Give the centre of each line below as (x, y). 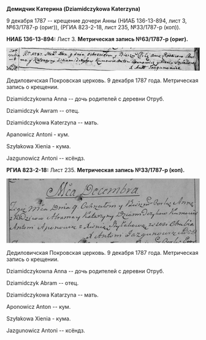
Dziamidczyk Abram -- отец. (43, 283)
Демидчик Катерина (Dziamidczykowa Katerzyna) (74, 9)
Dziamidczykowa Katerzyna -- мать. (53, 123)
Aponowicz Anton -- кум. (39, 307)
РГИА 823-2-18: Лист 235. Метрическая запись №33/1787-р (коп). (96, 170)
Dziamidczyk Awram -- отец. (43, 111)
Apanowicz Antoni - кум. (38, 135)
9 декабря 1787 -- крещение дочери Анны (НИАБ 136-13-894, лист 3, (97, 21)
